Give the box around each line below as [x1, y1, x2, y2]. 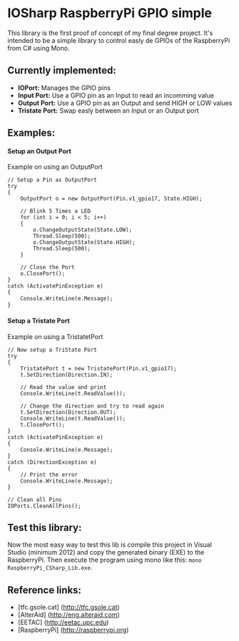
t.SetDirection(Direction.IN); [20, 371, 113, 378]
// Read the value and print [20, 383, 107, 390]
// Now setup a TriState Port [7, 346, 98, 353]
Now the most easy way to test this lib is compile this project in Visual [7, 540, 213, 549]
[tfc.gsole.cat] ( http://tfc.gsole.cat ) [17, 603, 120, 612]
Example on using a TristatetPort [7, 332, 103, 340]
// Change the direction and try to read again [20, 402, 164, 410]
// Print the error [20, 471, 78, 478]
